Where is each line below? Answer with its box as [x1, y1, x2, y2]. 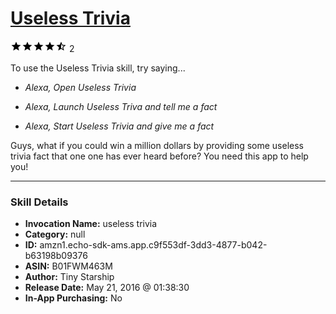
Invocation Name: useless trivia [24, 218, 158, 230]
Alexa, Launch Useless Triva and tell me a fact [24, 100, 218, 112]
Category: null [24, 228, 86, 241]
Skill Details [10, 195, 69, 209]
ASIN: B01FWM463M [24, 260, 113, 272]
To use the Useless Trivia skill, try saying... [10, 62, 186, 74]
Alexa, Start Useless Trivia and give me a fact [24, 120, 215, 132]
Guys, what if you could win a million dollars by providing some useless [10, 139, 305, 151]
